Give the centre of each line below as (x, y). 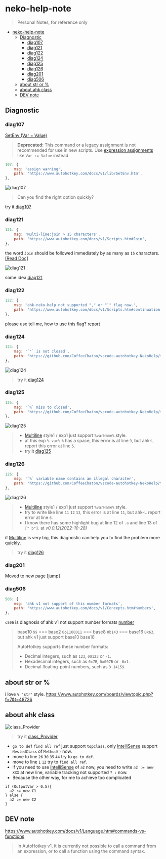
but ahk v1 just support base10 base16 (56, 637)
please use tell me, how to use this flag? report (53, 324)
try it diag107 (18, 207)
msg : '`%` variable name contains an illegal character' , (75, 479)
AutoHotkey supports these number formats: (63, 647)
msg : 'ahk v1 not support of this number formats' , (68, 603)
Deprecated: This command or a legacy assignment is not (76, 145)
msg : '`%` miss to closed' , (43, 407)
